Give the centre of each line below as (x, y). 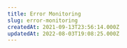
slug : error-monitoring (43, 20)
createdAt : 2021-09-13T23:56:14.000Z (63, 27)
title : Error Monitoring (44, 14)
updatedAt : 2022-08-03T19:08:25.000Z (63, 34)
